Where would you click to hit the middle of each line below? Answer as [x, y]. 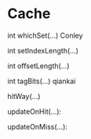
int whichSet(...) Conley [45, 35]
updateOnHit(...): [35, 112]
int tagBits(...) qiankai [42, 81]
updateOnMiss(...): [38, 126]
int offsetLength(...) [38, 66]
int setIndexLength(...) [43, 50]
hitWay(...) [24, 96]
